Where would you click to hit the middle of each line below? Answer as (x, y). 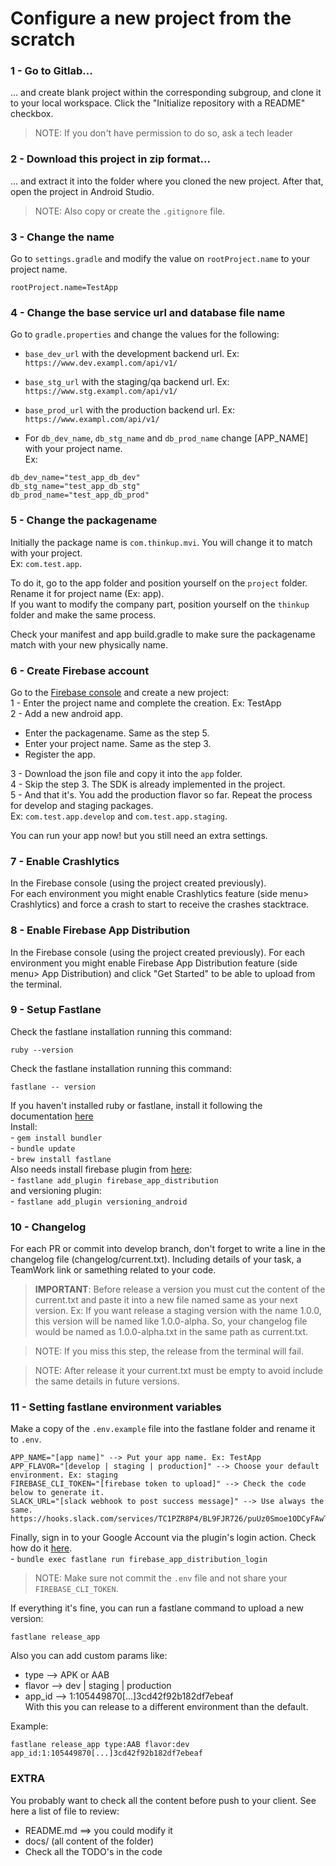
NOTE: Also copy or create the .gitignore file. (130, 211)
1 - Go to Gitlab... (51, 71)
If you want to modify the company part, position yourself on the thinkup (160, 604)
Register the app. (60, 754)
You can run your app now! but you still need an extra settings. (139, 835)
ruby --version (42, 1050)
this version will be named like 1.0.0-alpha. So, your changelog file (171, 1321)
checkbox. (32, 114)
